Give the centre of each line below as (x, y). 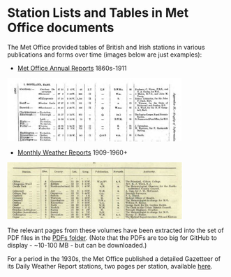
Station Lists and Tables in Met (98, 13)
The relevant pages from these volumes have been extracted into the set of (116, 230)
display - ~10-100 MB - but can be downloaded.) (77, 246)
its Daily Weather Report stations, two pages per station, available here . (110, 267)
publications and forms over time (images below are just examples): (105, 55)
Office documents (61, 28)
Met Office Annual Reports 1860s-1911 (72, 68)
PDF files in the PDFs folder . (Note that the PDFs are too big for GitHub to (112, 238)
